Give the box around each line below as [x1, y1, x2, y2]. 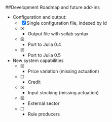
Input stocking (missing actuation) [27, 90, 99, 95]
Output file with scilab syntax [27, 31, 89, 37]
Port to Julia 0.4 [27, 41, 61, 47]
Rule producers [27, 111, 60, 117]
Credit [27, 79, 41, 85]
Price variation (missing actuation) [27, 68, 100, 74]
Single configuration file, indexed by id [26, 20, 107, 26]
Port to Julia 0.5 [27, 52, 61, 58]
